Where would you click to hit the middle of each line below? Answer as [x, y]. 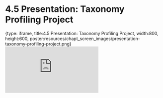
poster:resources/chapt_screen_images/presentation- [85, 39]
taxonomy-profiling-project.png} [38, 44]
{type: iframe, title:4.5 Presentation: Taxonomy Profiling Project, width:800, [82, 33]
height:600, [17, 39]
